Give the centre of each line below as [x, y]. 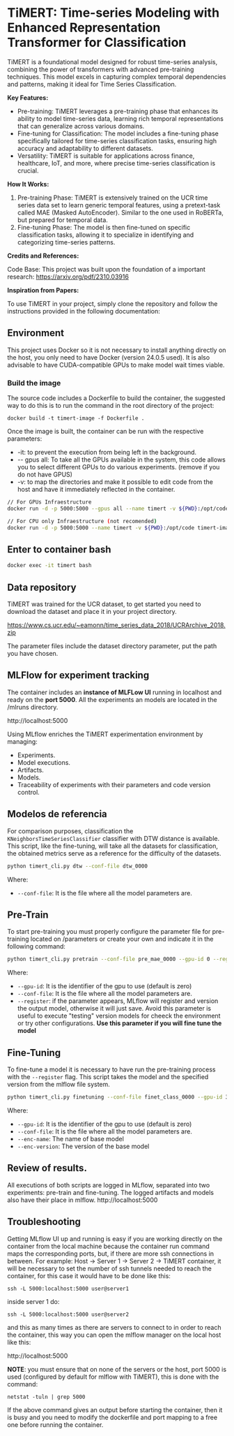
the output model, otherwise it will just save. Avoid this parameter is [114, 1009]
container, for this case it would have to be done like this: [89, 1275]
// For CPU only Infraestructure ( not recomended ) [82, 521]
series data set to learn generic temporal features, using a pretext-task [119, 205]
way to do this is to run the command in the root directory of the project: [111, 406]
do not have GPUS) [45, 475]
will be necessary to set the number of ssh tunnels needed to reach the [110, 1268]
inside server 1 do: [33, 1301]
